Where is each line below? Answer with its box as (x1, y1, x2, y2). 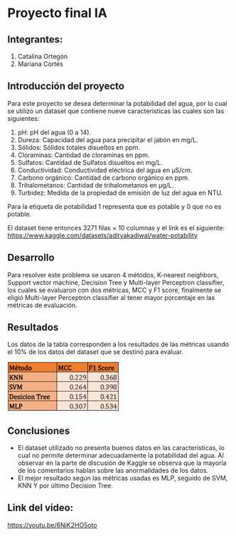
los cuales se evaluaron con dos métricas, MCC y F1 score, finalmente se (7, 286, 222, 294)
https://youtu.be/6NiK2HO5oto (7, 520, 97, 529)
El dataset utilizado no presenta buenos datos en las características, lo (17, 443, 225, 452)
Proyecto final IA (7, 5, 108, 21)
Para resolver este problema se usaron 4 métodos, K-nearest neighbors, (7, 270, 219, 279)
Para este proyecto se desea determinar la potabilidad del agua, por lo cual (7, 99, 227, 107)
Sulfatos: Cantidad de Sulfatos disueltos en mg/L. (17, 158, 163, 166)
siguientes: (7, 114, 40, 122)
